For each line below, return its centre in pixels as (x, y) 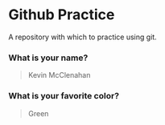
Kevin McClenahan (59, 75)
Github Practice (62, 15)
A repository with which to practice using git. (82, 37)
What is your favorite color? (64, 96)
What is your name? (48, 58)
